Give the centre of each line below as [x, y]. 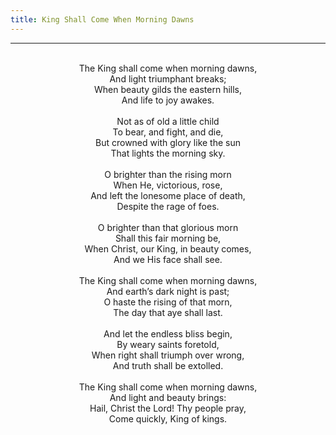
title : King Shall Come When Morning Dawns [102, 19]
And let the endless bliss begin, [168, 333]
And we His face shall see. [168, 259]
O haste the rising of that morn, [168, 302]
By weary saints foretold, [168, 344]
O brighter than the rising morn [168, 174]
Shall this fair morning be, [168, 238]
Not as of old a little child [168, 121]
